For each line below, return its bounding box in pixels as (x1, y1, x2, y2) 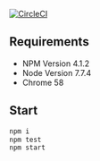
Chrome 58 (21, 77, 64, 88)
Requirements (9, 34, 89, 49)
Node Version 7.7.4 (21, 67, 92, 78)
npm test (9, 135, 42, 144)
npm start (9, 143, 46, 152)
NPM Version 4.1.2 (21, 58, 90, 69)
